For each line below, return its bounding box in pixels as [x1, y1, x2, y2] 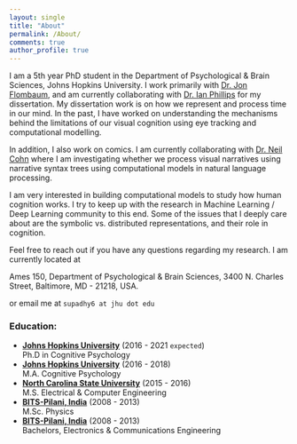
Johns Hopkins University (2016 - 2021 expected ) [21, 340, 206, 351]
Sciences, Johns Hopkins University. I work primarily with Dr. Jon [9, 80, 248, 91]
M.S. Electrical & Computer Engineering [21, 387, 167, 398]
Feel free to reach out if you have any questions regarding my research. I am [9, 245, 288, 256]
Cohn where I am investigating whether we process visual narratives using [9, 154, 281, 164]
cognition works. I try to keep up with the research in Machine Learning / [9, 199, 275, 210]
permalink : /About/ [9, 29, 82, 38]
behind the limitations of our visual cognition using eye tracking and [9, 117, 257, 129]
